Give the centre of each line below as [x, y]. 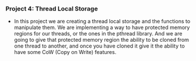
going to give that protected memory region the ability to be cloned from [101, 40]
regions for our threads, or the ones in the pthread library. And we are [98, 34]
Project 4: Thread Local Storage [52, 9]
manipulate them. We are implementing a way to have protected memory [102, 27]
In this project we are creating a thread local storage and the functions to [102, 21]
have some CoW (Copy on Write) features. [65, 52]
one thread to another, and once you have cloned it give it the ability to [99, 46]
